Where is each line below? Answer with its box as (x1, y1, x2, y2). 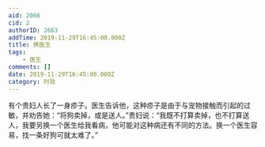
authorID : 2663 (8, 26, 59, 34)
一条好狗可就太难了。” (28, 130, 99, 139)
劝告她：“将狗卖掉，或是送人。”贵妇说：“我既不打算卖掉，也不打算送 (28, 110, 250, 119)
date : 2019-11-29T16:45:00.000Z (8, 70, 115, 78)
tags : (8, 48, 26, 56)
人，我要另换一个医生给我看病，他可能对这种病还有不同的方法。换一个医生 (8, 120, 251, 130)
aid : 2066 (8, 11, 41, 20)
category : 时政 (8, 77, 56, 85)
